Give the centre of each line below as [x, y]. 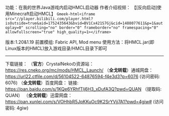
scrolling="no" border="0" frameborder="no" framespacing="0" [92, 28]
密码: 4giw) [17, 108]
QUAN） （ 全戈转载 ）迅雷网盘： [39, 95]
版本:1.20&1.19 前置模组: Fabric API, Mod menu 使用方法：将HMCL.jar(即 [80, 42]
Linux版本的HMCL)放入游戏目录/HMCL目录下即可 [56, 48]
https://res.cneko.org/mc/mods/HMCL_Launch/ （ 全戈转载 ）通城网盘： [79, 70]
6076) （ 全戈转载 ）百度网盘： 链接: [42, 83]
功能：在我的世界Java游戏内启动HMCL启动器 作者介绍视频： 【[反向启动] [81, 7]
